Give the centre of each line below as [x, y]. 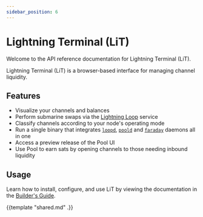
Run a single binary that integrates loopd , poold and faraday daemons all [105, 130]
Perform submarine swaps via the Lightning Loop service [87, 117]
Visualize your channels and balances [62, 110]
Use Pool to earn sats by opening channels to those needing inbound [101, 149]
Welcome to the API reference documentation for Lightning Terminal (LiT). [99, 59]
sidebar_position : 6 [32, 12]
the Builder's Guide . [31, 196]
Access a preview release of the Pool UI [65, 142]
